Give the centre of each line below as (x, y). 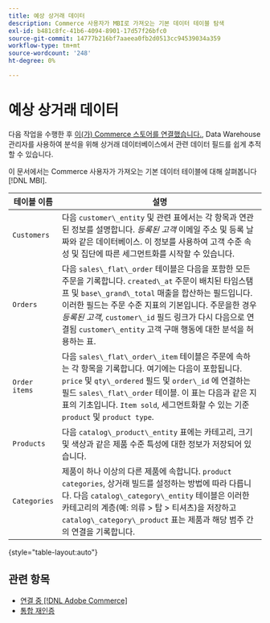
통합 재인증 (37, 610)
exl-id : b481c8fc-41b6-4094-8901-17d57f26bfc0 (88, 31)
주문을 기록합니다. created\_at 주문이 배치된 (142, 280)
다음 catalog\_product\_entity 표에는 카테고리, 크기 (157, 432)
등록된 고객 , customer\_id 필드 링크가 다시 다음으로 (153, 317)
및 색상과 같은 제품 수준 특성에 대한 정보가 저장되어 (152, 444)
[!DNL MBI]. (28, 180)
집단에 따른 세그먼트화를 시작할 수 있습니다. (157, 253)
